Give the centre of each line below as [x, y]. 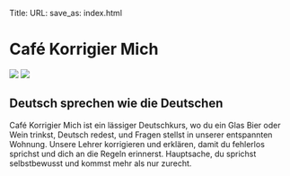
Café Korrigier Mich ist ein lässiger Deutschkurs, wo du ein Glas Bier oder [145, 125]
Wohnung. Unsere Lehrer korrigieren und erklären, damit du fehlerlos [137, 144]
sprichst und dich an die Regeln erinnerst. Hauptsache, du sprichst [133, 154]
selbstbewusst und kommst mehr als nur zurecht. [101, 163]
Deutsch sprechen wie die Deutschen [116, 104]
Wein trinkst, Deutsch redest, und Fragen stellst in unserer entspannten [141, 135]
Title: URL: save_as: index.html [66, 13]
